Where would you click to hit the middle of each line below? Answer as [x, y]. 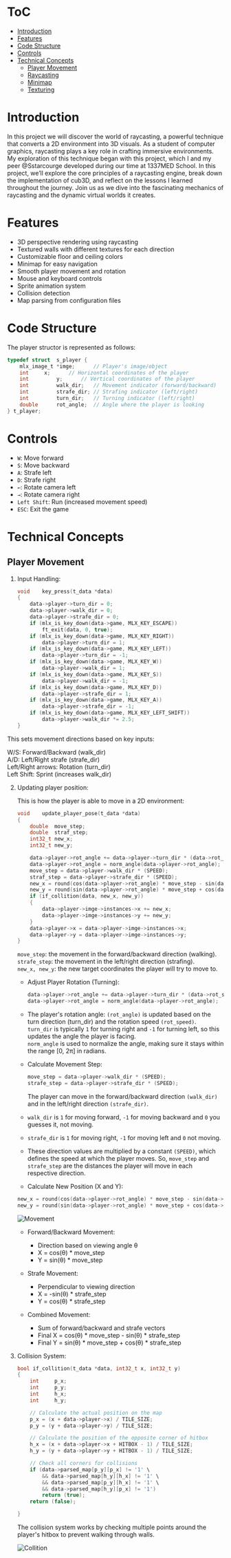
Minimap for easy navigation [57, 264]
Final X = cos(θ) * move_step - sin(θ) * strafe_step [109, 1335]
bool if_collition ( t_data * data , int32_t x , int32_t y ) [99, 1368]
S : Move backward [43, 465]
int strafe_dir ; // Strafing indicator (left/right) [109, 392]
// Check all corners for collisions [84, 1464]
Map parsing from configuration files [69, 300]
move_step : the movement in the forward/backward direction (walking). [117, 954]
